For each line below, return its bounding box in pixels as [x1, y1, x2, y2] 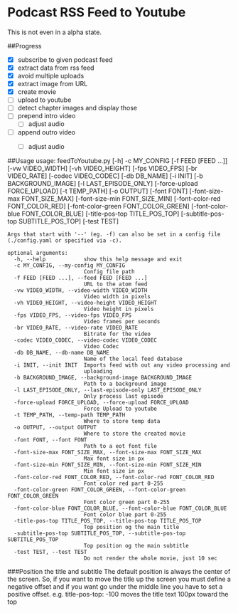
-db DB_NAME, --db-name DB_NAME [13, 349, 110, 356]
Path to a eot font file [83, 442, 158, 449]
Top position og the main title [83, 523, 180, 530]
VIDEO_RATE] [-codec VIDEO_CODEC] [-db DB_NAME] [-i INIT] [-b [7, 172, 204, 180]
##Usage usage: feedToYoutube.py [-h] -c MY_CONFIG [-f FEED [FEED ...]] [7, 156, 228, 164]
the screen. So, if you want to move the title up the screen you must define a [7, 575, 231, 583]
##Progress [7, 41, 42, 50]
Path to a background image [83, 380, 167, 387]
